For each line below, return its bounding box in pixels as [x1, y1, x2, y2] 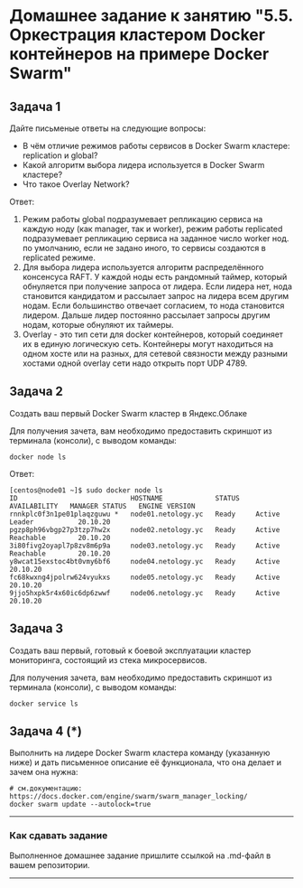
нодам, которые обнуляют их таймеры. [22, 320, 174, 330]
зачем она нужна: [9, 767, 78, 778]
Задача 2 [9, 384, 63, 399]
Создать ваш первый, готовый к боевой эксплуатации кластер [9, 645, 252, 656]
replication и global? [22, 150, 98, 161]
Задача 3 [9, 621, 64, 637]
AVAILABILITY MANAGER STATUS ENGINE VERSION [9, 501, 196, 510]
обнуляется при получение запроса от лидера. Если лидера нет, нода [22, 281, 293, 292]
